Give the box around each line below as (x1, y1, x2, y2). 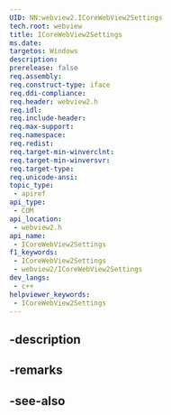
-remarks (9, 363, 63, 378)
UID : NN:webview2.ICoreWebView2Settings (9, 13, 164, 23)
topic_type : (9, 181, 54, 190)
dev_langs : (9, 273, 50, 282)
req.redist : (9, 139, 54, 148)
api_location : (9, 214, 63, 224)
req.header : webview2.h (9, 97, 99, 106)
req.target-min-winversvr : (9, 155, 111, 165)
